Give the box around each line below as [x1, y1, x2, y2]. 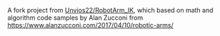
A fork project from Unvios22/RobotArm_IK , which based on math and [7, 6, 214, 14]
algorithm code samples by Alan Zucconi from [7, 13, 144, 22]
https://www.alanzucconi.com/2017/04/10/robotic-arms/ [7, 21, 174, 29]
